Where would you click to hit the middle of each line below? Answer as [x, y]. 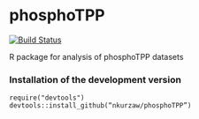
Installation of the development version [95, 79]
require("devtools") [47, 98]
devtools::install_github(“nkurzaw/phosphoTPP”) [100, 106]
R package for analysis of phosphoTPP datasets [96, 56]
